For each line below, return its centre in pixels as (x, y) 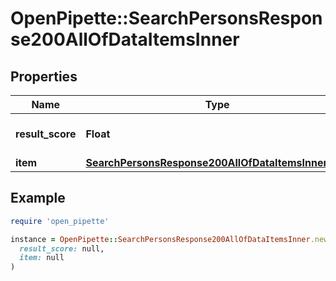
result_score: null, (62, 248)
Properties (44, 76)
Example (38, 198)
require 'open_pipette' (60, 221)
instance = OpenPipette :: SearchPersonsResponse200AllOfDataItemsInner (160, 239)
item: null (42, 258)
